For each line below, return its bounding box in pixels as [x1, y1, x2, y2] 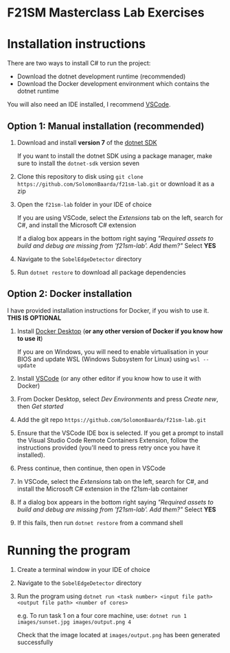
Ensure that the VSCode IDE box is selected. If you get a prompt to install [16, 428, 224, 437]
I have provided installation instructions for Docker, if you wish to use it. [7, 306, 209, 314]
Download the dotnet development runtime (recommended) [16, 72, 186, 80]
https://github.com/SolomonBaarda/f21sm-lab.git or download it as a [16, 179, 215, 188]
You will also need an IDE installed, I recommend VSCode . [7, 100, 171, 109]
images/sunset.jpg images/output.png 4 [16, 619, 132, 626]
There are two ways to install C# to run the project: [7, 59, 151, 67]
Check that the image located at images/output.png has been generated [16, 630, 220, 639]
